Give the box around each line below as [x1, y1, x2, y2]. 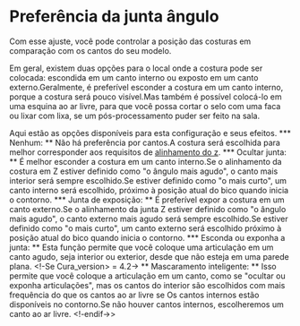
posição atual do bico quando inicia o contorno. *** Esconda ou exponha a [9, 232, 286, 243]
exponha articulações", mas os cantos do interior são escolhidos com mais [9, 279, 286, 290]
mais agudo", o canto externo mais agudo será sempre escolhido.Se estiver [9, 213, 288, 224]
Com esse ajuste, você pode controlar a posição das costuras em [9, 36, 252, 47]
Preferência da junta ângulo [9, 6, 219, 27]
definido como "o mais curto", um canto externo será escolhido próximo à [9, 222, 282, 234]
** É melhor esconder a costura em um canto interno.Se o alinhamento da [9, 156, 282, 167]
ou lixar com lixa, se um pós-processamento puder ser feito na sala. [9, 110, 261, 121]
